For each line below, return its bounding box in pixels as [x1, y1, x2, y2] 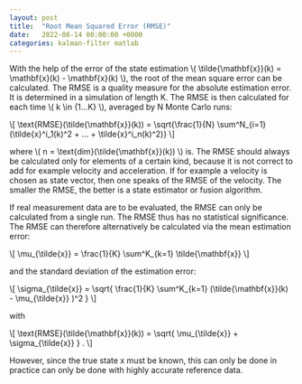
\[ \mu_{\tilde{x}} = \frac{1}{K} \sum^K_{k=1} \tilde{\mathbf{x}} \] [9, 248, 250, 259]
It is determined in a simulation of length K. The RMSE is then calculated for [9, 92, 290, 103]
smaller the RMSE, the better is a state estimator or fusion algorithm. [9, 184, 263, 195]
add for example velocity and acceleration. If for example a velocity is [9, 165, 268, 176]
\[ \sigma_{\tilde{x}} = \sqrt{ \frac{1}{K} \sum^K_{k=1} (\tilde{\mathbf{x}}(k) [9, 284, 288, 295]
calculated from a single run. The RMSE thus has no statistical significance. [9, 211, 289, 222]
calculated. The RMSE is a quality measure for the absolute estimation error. [9, 82, 291, 93]
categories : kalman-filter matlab [9, 38, 140, 48]
